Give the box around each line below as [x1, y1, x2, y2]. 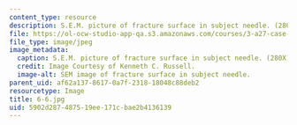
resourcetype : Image [9, 86, 86, 95]
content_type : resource [9, 12, 97, 22]
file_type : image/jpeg [9, 37, 93, 47]
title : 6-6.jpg [9, 94, 65, 104]
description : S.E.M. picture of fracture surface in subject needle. [9, 21, 271, 30]
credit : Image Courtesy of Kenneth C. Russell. [17, 62, 196, 71]
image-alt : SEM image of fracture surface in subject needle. [17, 70, 251, 79]
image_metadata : [9, 46, 69, 55]
